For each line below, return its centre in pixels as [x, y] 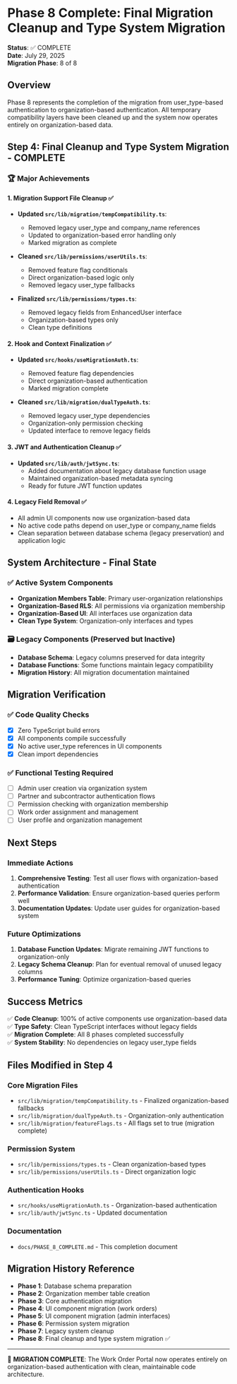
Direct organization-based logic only [81, 278]
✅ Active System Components [60, 583]
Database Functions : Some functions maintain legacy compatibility [115, 664]
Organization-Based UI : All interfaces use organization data [105, 613]
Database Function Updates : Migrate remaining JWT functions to [113, 949]
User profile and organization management [80, 820]
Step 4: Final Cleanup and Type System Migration [118, 147]
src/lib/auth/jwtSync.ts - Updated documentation [92, 1213]
